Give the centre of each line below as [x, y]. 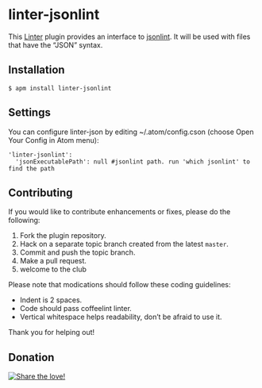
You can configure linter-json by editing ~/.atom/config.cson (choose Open [131, 132]
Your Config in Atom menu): [54, 140]
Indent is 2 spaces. [51, 300]
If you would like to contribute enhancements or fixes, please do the [119, 212]
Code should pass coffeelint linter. [76, 309]
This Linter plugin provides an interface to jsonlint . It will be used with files [129, 36]
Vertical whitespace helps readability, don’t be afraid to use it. [121, 317]
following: [24, 221]
